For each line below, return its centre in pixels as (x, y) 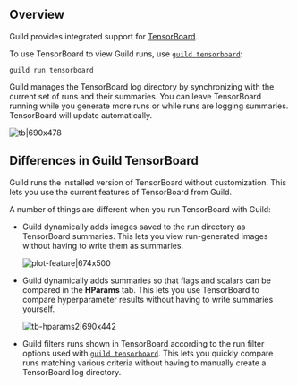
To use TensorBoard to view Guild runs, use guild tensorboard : (126, 54)
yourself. (38, 309)
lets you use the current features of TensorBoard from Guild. (121, 192)
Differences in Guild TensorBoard (104, 161)
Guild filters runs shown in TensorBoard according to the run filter (143, 343)
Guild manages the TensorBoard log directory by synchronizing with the (142, 86)
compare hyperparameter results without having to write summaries (148, 299)
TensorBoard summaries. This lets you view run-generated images (145, 236)
